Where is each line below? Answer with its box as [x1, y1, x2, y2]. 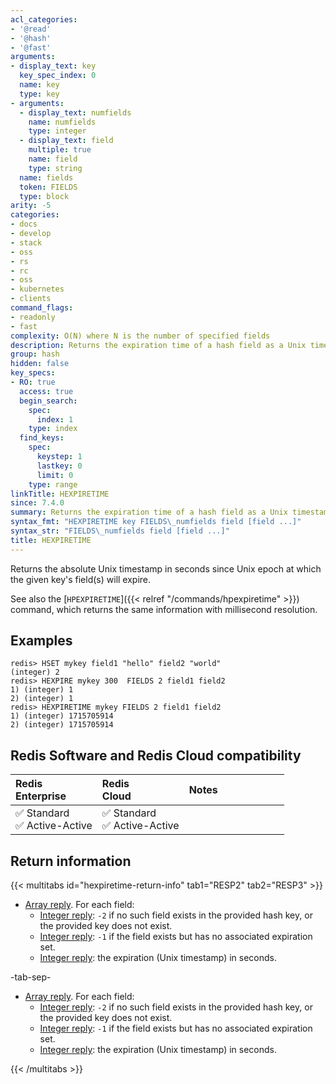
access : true [19, 386, 74, 396]
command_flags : [10, 303, 74, 313]
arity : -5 [10, 201, 52, 211]
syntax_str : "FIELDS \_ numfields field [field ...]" [10, 526, 230, 536]
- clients [10, 294, 52, 304]
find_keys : [19, 433, 65, 443]
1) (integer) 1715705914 [10, 711, 114, 721]
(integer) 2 [10, 667, 60, 678]
